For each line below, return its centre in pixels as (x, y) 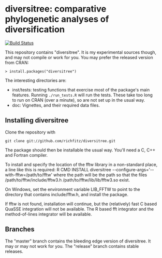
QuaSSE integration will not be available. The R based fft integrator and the (79, 209)
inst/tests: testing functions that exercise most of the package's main (81, 90)
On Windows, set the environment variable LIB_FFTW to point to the (73, 189)
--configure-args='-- (133, 169)
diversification (35, 30)
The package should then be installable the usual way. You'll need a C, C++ (80, 150)
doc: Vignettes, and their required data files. (56, 105)
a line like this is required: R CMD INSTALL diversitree (58, 169)
